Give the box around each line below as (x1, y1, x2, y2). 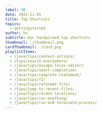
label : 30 (5, 7, 26, 12)
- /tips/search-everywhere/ (9, 58, 68, 63)
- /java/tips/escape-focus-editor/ (9, 63, 84, 68)
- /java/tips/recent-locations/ (9, 91, 77, 96)
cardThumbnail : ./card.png (5, 44, 61, 49)
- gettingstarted (9, 26, 46, 31)
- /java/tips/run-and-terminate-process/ (9, 100, 97, 105)
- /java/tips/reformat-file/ (9, 81, 70, 86)
